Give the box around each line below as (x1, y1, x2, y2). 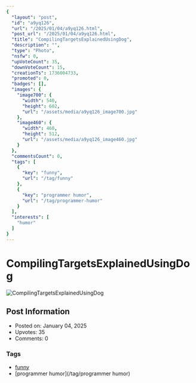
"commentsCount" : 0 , (11, 153, 63, 159)
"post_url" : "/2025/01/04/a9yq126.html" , (11, 31, 117, 37)
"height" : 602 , (22, 103, 60, 109)
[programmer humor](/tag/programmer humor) (14, 370, 130, 377)
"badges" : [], (11, 81, 47, 87)
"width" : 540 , (22, 97, 58, 103)
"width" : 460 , (22, 125, 58, 131)
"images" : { (11, 87, 42, 93)
